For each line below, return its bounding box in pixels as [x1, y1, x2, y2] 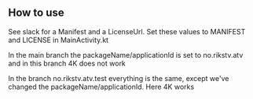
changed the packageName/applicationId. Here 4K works [8, 82, 195, 91]
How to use [8, 6, 64, 19]
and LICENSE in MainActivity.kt [8, 35, 108, 44]
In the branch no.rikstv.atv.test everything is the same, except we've [8, 73, 229, 83]
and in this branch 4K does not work [8, 58, 126, 68]
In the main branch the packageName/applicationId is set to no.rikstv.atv [8, 50, 244, 59]
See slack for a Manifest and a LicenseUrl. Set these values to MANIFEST [8, 27, 246, 36]
